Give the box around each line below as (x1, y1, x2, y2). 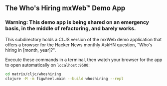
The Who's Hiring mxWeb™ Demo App (5, 4, 126, 12)
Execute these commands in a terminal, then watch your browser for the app (5, 57, 163, 63)
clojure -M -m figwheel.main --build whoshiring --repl (5, 76, 124, 81)
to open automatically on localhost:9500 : (5, 62, 90, 68)
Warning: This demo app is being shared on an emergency (5, 19, 150, 26)
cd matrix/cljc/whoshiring (5, 72, 61, 77)
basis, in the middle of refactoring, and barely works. (5, 25, 136, 32)
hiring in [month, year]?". (5, 47, 56, 53)
